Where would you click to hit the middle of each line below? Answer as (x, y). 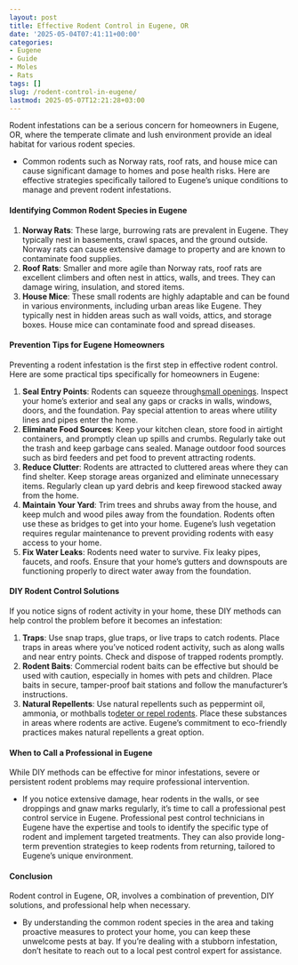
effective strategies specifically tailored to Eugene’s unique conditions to (155, 181)
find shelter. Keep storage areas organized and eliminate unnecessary (150, 476)
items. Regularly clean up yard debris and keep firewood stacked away (152, 486)
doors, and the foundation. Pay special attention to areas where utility (149, 410)
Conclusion (31, 876)
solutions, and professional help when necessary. (100, 905)
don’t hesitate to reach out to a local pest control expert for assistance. (152, 951)
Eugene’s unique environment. (77, 856)
